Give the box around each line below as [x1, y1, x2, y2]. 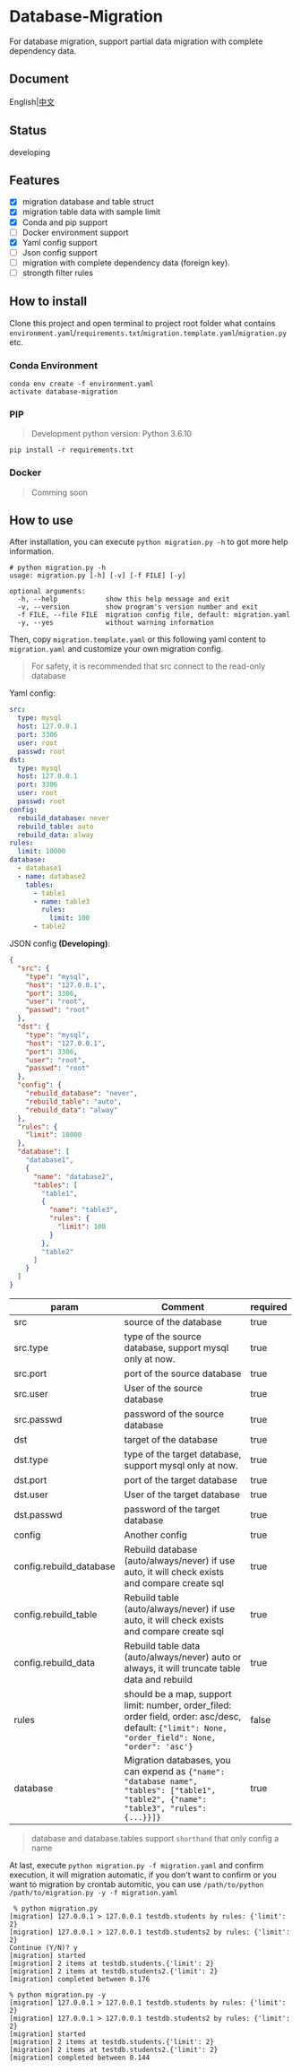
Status [9, 123, 47, 138]
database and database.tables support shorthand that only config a [30, 1833, 279, 1844]
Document [9, 72, 69, 87]
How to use [9, 513, 73, 528]
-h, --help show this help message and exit [17, 594, 230, 604]
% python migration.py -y [9, 1990, 106, 2000]
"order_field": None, [124, 1733, 217, 1743]
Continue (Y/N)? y [9, 1944, 78, 1953]
